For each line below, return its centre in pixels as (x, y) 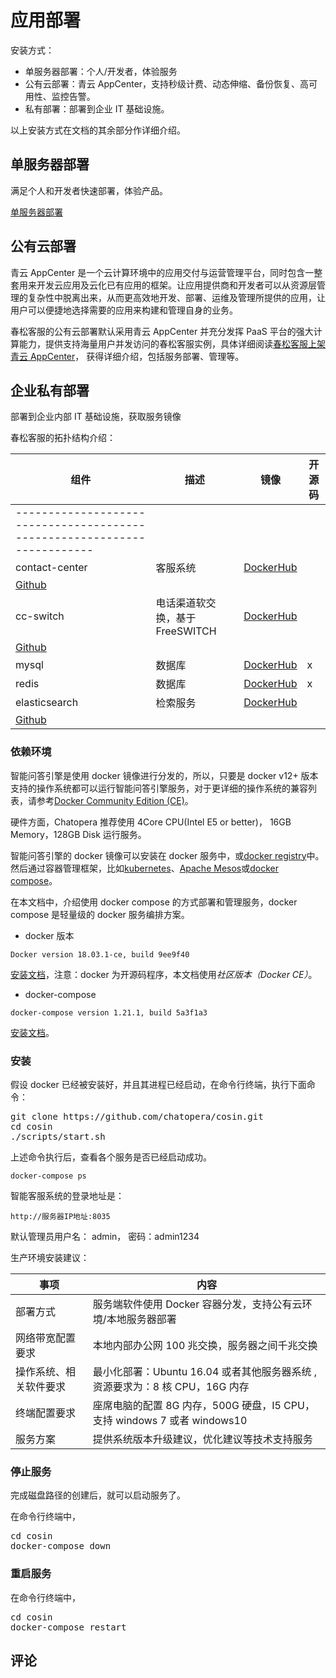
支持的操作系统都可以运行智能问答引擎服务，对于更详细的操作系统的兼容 (159, 788)
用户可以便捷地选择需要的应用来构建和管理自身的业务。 (124, 310)
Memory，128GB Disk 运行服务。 (78, 834)
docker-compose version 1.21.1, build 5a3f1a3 (109, 1012)
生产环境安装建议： (50, 1257)
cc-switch (40, 616)
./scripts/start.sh (58, 1136)
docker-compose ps (48, 1176)
